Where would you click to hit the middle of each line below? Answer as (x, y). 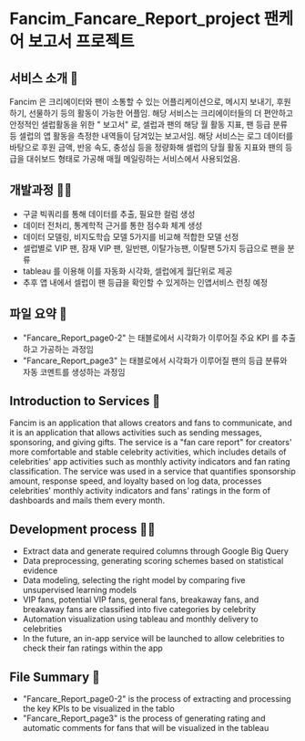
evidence (40, 570)
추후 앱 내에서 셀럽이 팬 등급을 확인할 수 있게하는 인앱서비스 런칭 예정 (145, 282)
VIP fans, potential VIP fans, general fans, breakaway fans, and (141, 600)
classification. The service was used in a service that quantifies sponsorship (152, 472)
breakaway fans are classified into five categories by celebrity (139, 610)
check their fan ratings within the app (93, 648)
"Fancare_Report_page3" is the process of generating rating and (144, 718)
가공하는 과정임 (66, 349)
